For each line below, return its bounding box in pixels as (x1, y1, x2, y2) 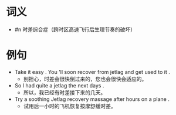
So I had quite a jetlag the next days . (14, 82, 104, 89)
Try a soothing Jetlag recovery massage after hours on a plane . (14, 95, 170, 103)
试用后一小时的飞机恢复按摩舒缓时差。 (23, 102, 116, 109)
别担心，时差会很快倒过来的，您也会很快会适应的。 (23, 75, 147, 82)
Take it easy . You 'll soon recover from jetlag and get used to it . (14, 68, 170, 75)
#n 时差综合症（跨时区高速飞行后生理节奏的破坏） (14, 26, 136, 33)
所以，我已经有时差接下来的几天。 (23, 89, 106, 96)
